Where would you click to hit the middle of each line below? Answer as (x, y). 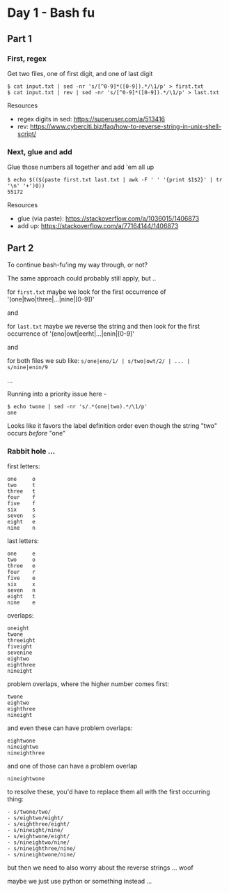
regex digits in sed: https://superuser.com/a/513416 (91, 119)
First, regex (27, 59)
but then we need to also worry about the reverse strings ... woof (100, 868)
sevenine (20, 653)
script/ (27, 133)
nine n (22, 528)
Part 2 (21, 248)
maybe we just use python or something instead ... (80, 882)
